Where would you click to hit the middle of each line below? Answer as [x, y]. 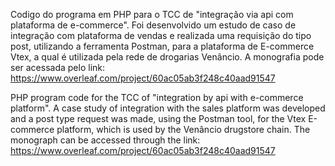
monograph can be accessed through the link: [105, 140]
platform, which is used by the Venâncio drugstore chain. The [183, 129]
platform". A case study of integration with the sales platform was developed [168, 108]
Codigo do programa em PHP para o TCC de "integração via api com [152, 14]
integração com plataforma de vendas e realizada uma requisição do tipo [161, 35]
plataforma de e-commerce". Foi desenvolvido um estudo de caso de [153, 25]
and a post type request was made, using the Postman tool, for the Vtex [158, 118]
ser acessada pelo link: [58, 67]
